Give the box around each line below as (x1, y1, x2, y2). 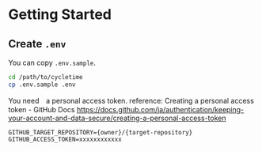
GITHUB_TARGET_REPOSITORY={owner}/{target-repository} (8, 128, 193, 136)
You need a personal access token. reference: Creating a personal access (8, 96, 255, 105)
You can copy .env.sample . (8, 58, 97, 67)
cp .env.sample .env (8, 81, 77, 89)
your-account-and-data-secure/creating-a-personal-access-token (8, 113, 226, 123)
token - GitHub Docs (8, 104, 75, 114)
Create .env (8, 37, 66, 51)
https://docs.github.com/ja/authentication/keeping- (76, 104, 245, 114)
